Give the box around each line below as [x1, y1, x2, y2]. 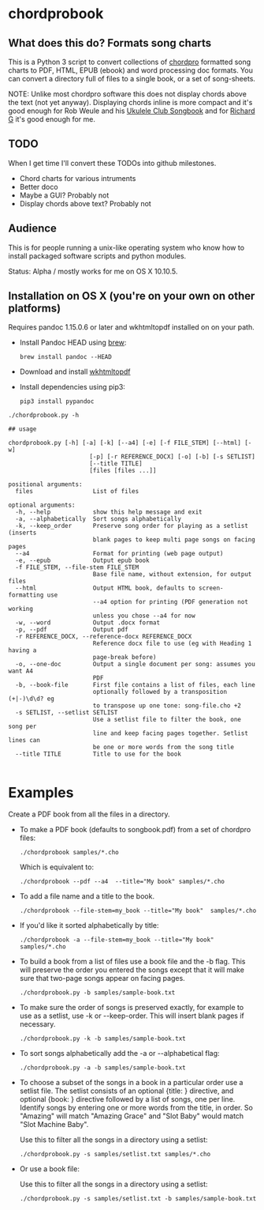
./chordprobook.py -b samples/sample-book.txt [19, 989, 176, 997]
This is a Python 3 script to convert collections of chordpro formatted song [8, 57, 251, 66]
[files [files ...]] [89, 467, 157, 475]
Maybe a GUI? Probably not [19, 190, 110, 200]
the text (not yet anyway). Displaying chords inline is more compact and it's [8, 98, 253, 107]
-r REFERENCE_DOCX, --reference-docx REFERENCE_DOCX [15, 633, 192, 641]
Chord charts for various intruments [19, 173, 136, 183]
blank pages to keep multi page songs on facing [92, 536, 256, 544]
